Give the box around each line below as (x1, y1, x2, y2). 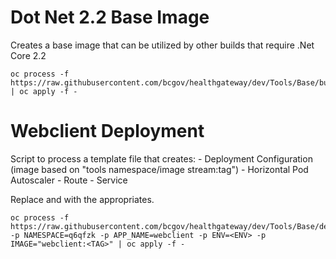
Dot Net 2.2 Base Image (10, 6, 210, 29)
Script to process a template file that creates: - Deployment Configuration (10, 152, 313, 165)
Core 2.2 (10, 49, 47, 61)
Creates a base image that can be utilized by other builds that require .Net (10, 39, 315, 51)
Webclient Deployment (10, 120, 205, 143)
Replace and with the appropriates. (10, 193, 155, 205)
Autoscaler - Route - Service (10, 174, 128, 186)
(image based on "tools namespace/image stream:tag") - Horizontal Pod (10, 163, 309, 175)
